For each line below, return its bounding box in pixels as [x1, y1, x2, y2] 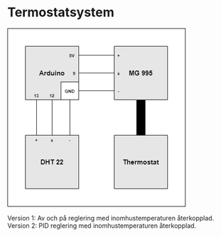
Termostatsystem [7, 4, 115, 21]
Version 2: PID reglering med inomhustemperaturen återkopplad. [7, 221, 197, 230]
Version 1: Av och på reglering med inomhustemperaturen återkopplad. [7, 214, 215, 222]
